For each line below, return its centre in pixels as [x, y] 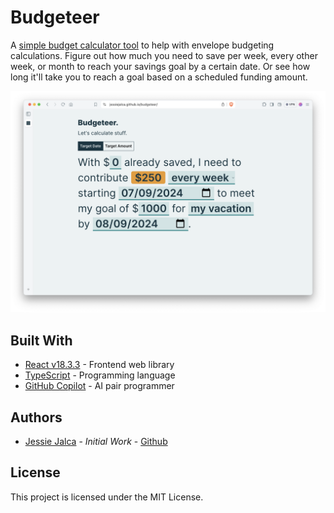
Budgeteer [55, 17]
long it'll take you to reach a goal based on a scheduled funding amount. [159, 77]
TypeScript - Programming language [100, 375]
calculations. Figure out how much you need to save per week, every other [164, 55]
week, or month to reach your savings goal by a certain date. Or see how [160, 66]
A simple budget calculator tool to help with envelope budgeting [142, 45]
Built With [41, 340]
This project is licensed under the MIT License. [107, 497]
